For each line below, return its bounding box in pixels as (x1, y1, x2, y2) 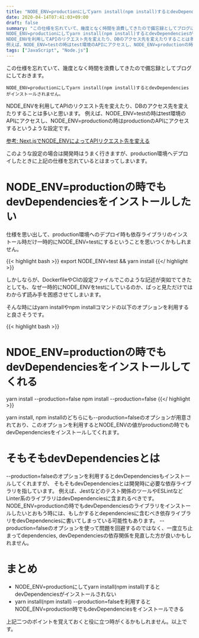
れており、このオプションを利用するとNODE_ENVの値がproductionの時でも (6, 421, 190, 428)
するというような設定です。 (6, 124, 73, 131)
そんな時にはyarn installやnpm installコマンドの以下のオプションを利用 (6, 304, 179, 311)
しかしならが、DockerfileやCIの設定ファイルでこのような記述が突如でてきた (6, 276, 192, 283)
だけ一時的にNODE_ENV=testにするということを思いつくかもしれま (26, 238, 192, 245)
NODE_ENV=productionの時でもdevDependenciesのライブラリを (6, 502, 165, 509)
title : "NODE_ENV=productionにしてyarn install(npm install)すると (6, 8, 171, 15)
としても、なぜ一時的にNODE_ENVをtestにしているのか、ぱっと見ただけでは (6, 283, 193, 290)
